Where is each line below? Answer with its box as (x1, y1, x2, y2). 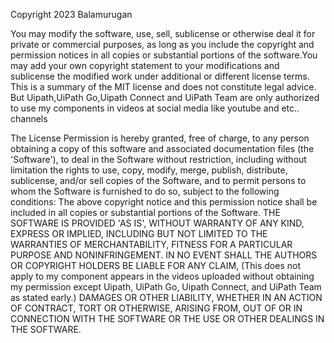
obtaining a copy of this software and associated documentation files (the (10, 143, 315, 154)
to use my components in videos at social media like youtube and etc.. (10, 102, 300, 114)
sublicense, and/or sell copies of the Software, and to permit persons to (10, 175, 307, 186)
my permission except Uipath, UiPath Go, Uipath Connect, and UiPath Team (10, 281, 322, 293)
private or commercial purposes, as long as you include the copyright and (10, 39, 315, 50)
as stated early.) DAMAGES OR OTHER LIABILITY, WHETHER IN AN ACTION (10, 292, 323, 303)
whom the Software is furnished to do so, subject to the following (10, 185, 280, 197)
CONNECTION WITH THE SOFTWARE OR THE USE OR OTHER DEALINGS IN (10, 313, 325, 324)
